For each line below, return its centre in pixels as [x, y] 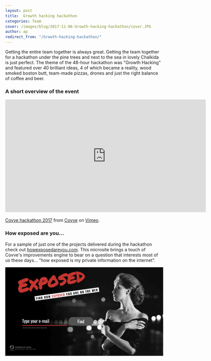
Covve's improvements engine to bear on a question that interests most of [82, 255]
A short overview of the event [42, 91]
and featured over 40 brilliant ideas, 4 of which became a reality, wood [78, 68]
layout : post [19, 11]
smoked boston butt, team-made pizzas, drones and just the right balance [82, 73]
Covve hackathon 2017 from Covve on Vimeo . [53, 220]
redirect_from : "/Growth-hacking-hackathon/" [53, 37]
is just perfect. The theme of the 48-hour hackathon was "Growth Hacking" [83, 62]
